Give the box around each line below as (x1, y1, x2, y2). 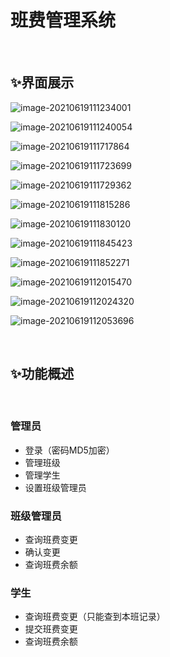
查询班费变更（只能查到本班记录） (24, 611, 166, 623)
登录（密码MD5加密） (24, 444, 115, 456)
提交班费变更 (24, 623, 78, 635)
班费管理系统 (10, 9, 117, 32)
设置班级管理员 (24, 481, 87, 493)
